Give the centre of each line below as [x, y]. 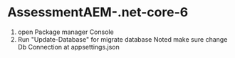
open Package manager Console [66, 32]
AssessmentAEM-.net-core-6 [98, 12]
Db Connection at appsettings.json [68, 47]
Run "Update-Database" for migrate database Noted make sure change [122, 39]
